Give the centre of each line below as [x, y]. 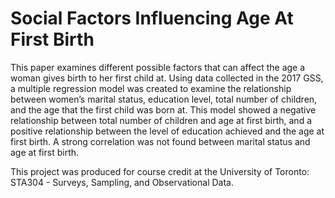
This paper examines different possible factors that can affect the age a [158, 67]
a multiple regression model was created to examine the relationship [151, 88]
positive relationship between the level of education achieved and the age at [167, 131]
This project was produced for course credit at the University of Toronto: [160, 171]
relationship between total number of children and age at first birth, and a [161, 120]
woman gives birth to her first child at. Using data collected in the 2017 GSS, [167, 78]
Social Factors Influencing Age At [152, 18]
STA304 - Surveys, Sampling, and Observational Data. [122, 182]
